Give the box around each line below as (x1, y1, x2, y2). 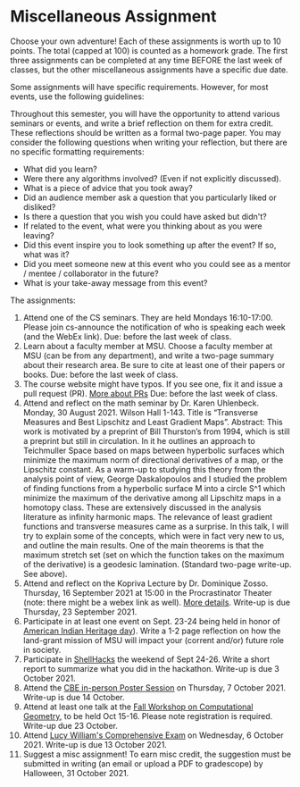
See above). (22, 568, 68, 579)
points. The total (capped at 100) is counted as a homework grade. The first (10, 45, 288, 55)
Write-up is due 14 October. (22, 691, 125, 702)
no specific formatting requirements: (10, 146, 145, 157)
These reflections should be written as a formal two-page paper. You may (10, 127, 282, 138)
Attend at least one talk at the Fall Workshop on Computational (22, 701, 254, 712)
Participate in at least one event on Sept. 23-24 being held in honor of (22, 615, 280, 626)
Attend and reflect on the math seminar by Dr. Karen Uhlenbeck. (22, 398, 260, 408)
